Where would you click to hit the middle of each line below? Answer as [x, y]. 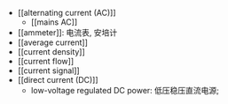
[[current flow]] [45, 61]
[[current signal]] [48, 71]
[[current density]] [51, 52]
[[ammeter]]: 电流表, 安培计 [67, 33]
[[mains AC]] [54, 22]
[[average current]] [53, 42]
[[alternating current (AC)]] [67, 13]
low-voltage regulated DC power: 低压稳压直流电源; [125, 90]
